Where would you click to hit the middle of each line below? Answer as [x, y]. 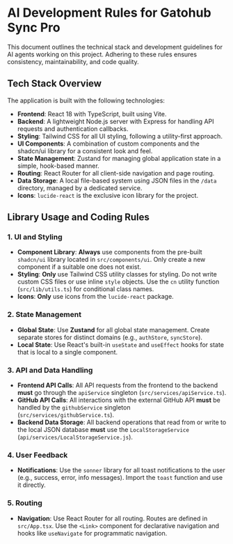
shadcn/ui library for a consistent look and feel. [85, 150]
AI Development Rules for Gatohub [109, 13]
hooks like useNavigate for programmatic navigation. [92, 533]
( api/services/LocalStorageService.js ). [75, 437]
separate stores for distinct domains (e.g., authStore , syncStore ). [110, 337]
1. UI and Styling [35, 237]
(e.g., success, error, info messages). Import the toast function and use [120, 478]
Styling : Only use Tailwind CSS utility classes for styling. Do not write [117, 274]
